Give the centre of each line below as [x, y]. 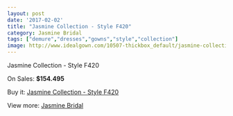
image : [17, 46]
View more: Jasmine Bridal [45, 105]
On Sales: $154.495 [36, 79]
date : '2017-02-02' [35, 20]
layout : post [26, 13]
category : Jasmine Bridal [44, 33]
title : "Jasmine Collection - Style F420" [69, 26]
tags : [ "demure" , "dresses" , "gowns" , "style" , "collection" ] [93, 39]
